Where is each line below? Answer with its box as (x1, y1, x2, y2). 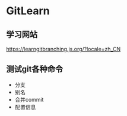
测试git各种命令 (6, 64, 63, 74)
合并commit (14, 96, 44, 103)
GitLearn (6, 4, 50, 18)
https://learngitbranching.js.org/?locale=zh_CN (6, 46, 121, 52)
